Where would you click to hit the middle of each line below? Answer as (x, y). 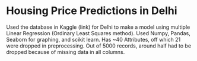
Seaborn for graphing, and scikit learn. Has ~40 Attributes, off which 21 (93, 39)
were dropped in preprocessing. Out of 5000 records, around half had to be (99, 46)
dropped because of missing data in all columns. (66, 52)
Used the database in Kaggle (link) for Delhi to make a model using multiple (98, 27)
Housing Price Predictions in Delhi (92, 11)
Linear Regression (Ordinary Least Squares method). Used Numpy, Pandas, (99, 33)
